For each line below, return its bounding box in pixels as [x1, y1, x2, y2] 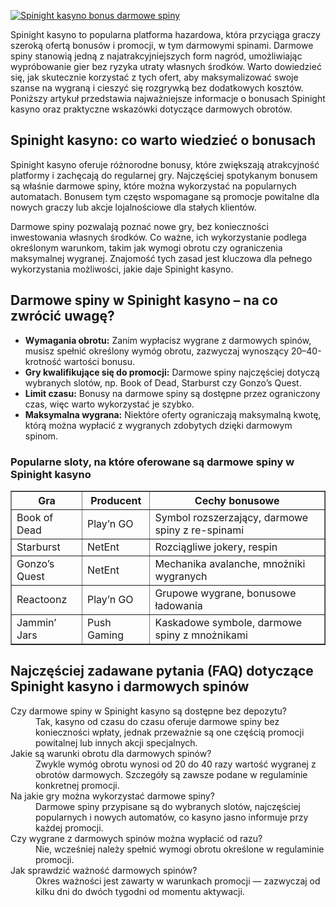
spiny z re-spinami [154, 523, 245, 537]
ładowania [154, 598, 203, 612]
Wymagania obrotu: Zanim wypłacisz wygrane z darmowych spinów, [24, 334, 312, 346]
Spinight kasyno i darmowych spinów [10, 678, 250, 695]
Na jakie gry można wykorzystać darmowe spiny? [10, 790, 215, 802]
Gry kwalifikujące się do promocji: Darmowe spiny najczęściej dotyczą [24, 366, 320, 378]
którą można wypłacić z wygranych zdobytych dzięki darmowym [24, 419, 293, 431]
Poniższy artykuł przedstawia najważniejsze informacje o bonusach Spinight [10, 93, 326, 104]
